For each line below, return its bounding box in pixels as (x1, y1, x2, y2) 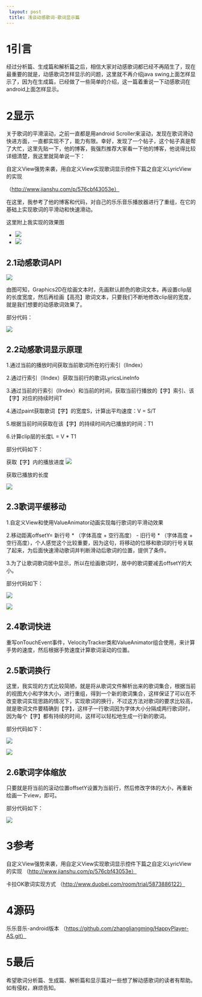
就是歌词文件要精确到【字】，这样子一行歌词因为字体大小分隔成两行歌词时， (6, 705, 194, 713)
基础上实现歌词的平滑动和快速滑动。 (6, 206, 96, 213)
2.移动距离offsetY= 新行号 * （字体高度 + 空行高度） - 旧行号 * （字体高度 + (6, 532, 194, 539)
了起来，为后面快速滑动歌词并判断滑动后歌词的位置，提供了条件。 (6, 547, 170, 554)
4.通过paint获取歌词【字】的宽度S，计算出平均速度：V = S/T (6, 407, 156, 414)
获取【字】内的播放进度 (6, 458, 64, 465)
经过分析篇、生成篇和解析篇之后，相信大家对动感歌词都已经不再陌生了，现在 (6, 63, 196, 70)
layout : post (8, 8, 42, 15)
